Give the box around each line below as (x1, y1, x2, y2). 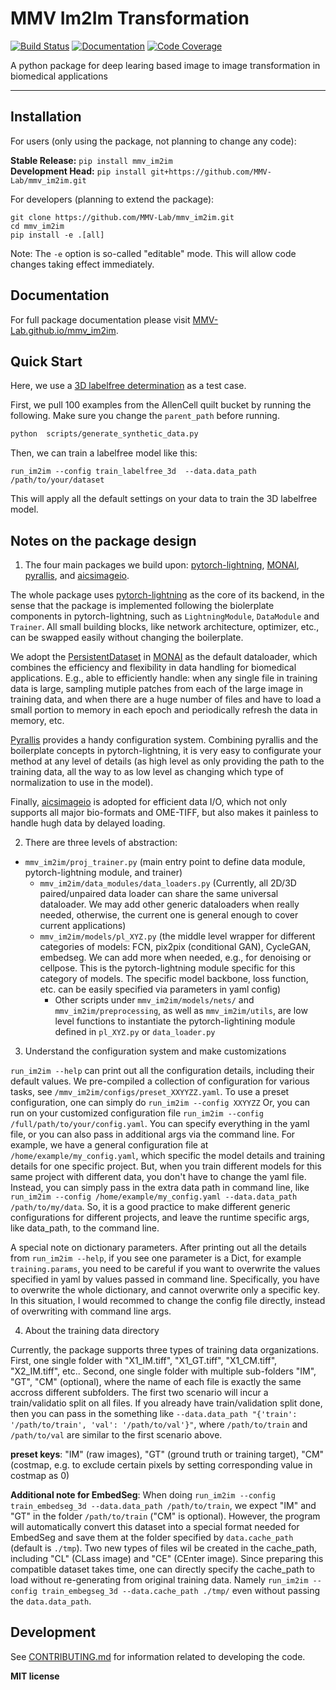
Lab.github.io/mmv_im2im (10, 324, 117, 336)
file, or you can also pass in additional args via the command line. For (10, 1128, 296, 1141)
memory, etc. (10, 715, 65, 727)
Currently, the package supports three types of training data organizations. (10, 1344, 320, 1356)
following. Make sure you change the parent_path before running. (10, 410, 280, 422)
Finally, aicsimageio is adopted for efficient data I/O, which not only (10, 796, 288, 808)
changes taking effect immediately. (10, 258, 155, 270)
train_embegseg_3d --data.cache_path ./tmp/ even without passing (41, 1585, 321, 1597)
